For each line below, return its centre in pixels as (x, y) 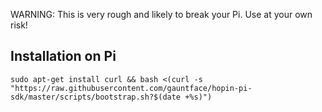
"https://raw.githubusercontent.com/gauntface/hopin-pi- (131, 88)
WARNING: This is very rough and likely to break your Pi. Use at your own (161, 14)
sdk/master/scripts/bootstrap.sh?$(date (96, 97)
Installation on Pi (63, 56)
